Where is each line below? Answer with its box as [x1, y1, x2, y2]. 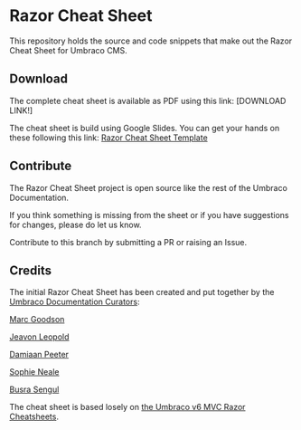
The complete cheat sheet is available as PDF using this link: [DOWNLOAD [9, 95, 287, 106]
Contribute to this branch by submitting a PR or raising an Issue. [9, 236, 248, 247]
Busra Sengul [9, 384, 60, 395]
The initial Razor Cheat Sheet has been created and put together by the [9, 287, 275, 298]
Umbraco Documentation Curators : [9, 296, 140, 308]
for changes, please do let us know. [9, 219, 142, 230]
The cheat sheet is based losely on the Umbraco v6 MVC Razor [9, 402, 246, 413]
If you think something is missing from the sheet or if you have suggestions [9, 209, 289, 220]
